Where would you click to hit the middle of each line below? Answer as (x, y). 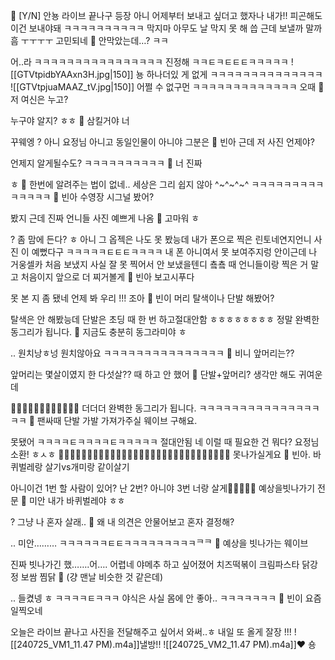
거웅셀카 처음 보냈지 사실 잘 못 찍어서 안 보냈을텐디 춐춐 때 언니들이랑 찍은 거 (159, 264)
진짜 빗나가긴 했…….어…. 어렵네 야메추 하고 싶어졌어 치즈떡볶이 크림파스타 (155, 564)
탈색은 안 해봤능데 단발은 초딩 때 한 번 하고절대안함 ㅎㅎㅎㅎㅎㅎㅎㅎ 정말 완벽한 (165, 319)
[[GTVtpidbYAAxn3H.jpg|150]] (72, 74)
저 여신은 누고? (39, 99)
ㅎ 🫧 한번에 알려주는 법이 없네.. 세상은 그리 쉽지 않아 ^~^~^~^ (130, 184)
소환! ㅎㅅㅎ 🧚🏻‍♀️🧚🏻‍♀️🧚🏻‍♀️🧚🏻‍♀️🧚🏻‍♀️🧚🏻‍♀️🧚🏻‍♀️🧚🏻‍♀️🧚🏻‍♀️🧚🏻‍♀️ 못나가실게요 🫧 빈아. (160, 454)
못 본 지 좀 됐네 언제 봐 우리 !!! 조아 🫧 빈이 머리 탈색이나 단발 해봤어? (142, 298)
